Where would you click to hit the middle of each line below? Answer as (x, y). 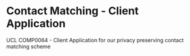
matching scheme (29, 46)
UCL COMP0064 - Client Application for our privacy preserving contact (95, 40)
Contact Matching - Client (72, 11)
